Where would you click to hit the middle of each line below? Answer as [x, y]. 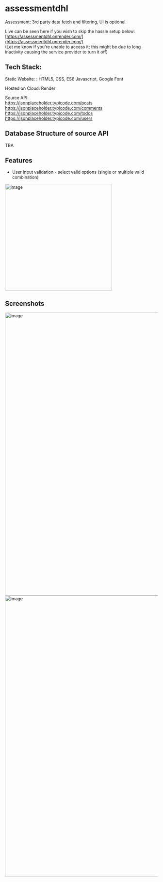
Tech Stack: [24, 67]
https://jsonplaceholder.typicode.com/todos [49, 113]
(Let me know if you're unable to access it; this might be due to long [73, 47]
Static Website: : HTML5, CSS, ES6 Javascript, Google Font [64, 79]
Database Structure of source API [57, 134]
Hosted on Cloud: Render [30, 88]
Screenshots [25, 303]
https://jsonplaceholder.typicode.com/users [49, 118]
